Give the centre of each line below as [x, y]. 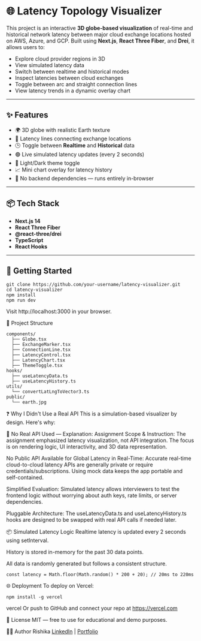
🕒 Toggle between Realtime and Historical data [74, 145]
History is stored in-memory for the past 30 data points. [75, 552]
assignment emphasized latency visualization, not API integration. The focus [100, 440]
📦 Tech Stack [33, 204]
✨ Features [27, 115]
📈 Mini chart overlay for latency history [63, 170]
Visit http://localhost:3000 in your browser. [59, 312]
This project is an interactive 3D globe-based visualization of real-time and [100, 28]
